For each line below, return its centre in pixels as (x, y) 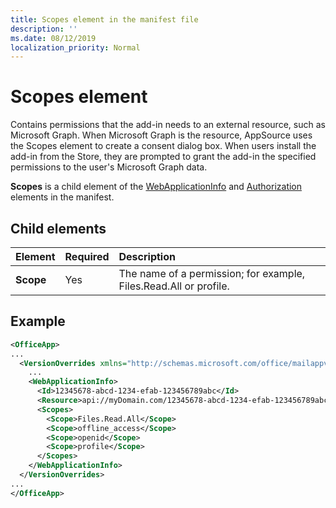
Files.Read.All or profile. (174, 286)
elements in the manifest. (62, 197)
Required (87, 256)
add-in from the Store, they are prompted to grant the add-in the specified (163, 157)
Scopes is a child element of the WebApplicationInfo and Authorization (156, 187)
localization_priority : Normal (75, 47)
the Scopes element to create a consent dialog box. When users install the (163, 146)
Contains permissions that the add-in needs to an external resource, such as (168, 125)
